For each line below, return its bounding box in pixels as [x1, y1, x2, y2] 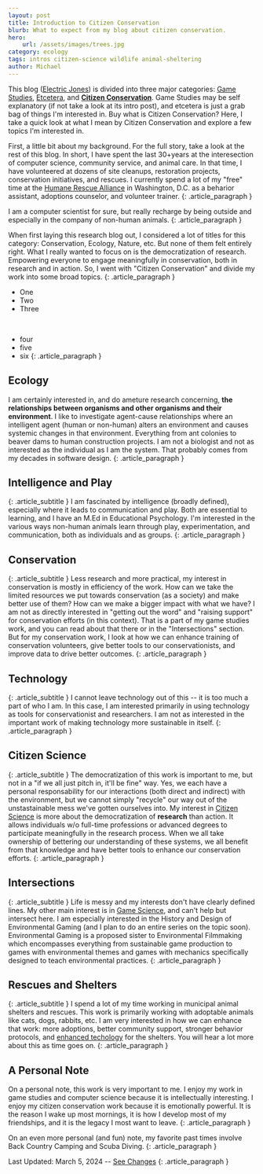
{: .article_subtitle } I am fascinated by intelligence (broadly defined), [8, 497, 230, 506]
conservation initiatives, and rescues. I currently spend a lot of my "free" [8, 175, 243, 184]
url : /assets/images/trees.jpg [22, 41, 125, 49]
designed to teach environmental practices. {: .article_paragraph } [8, 955, 221, 965]
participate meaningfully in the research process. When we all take [8, 828, 225, 837]
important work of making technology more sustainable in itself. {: [8, 718, 221, 727]
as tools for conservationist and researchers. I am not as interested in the [8, 709, 245, 719]
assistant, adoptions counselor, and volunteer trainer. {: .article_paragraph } [8, 191, 253, 201]
